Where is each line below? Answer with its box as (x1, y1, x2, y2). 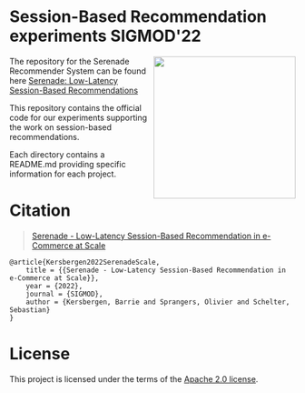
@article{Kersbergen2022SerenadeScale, (9, 257, 161, 267)
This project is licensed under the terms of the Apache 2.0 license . (9, 373, 259, 384)
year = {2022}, (25, 281, 84, 290)
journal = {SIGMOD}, (25, 289, 103, 298)
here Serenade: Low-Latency (9, 75, 118, 86)
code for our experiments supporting (9, 112, 148, 123)
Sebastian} (9, 305, 51, 315)
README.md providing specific (9, 158, 126, 169)
